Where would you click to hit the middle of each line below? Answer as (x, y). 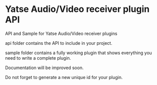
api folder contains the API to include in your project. (59, 43)
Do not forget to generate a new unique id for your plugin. (64, 77)
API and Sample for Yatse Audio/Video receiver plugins (61, 33)
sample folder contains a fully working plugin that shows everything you (78, 53)
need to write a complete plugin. (38, 58)
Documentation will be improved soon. (44, 68)
